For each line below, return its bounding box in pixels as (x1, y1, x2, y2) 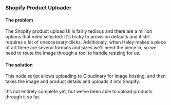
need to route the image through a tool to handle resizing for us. (5, 50, 141, 56)
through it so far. (5, 94, 41, 100)
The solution (5, 61, 33, 68)
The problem (5, 17, 33, 23)
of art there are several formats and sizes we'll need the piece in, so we (5, 45, 157, 51)
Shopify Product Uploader (5, 4, 72, 11)
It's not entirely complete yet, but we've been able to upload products (5, 89, 153, 95)
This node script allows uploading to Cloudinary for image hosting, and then (5, 73, 166, 79)
